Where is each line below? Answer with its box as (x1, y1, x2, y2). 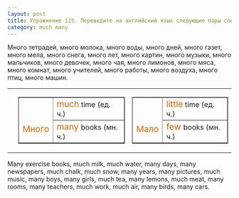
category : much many (7, 24, 69, 31)
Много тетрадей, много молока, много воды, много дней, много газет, (7, 43, 223, 52)
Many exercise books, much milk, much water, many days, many (7, 160, 197, 168)
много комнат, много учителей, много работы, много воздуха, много (7, 66, 218, 75)
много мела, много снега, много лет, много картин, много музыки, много (7, 51, 232, 59)
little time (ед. (166, 98, 215, 110)
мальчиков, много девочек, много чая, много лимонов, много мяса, (7, 58, 216, 67)
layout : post (7, 10, 46, 18)
